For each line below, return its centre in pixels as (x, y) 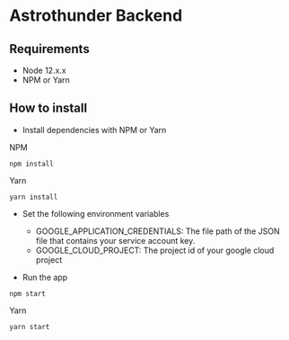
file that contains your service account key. (115, 240)
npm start (28, 293)
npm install (31, 164)
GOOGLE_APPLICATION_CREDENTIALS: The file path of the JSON (158, 231)
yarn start (30, 327)
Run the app (45, 277)
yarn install (34, 197)
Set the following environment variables (96, 213)
